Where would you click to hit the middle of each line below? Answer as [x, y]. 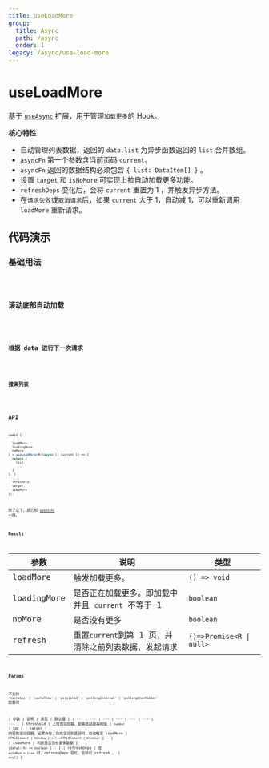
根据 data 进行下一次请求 [46, 348]
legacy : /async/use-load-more [59, 53]
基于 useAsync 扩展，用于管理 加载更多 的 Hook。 [85, 115]
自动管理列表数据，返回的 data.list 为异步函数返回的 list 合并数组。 [135, 150]
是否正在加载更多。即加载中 [125, 593]
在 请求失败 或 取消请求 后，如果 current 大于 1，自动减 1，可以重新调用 [130, 199]
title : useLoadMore [41, 16]
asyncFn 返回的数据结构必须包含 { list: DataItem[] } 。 [113, 170]
